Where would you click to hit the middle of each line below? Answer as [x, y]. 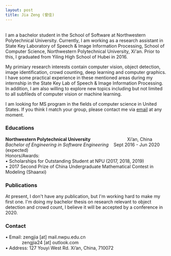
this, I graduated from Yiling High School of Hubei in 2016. [66, 56]
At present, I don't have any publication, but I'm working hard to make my [83, 196]
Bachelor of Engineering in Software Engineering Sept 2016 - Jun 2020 [83, 145]
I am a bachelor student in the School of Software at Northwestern [75, 35]
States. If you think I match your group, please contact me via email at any [84, 109]
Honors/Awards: [22, 155]
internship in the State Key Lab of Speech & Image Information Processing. [84, 83]
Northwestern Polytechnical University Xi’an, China [79, 139]
